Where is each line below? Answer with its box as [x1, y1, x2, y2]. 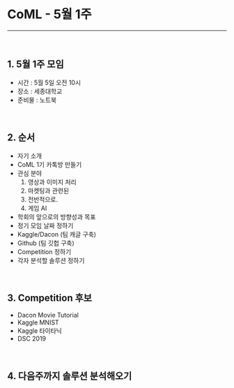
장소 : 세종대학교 [17, 87, 63, 95]
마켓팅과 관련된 [27, 186, 70, 195]
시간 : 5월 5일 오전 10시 [17, 78, 81, 87]
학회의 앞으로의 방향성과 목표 [17, 212, 96, 221]
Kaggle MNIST [17, 318, 59, 327]
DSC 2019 [17, 334, 47, 343]
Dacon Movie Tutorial [17, 311, 79, 320]
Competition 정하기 [17, 247, 72, 255]
